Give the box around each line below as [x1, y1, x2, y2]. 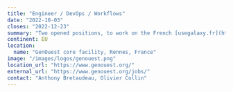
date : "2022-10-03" [7, 17, 64, 24]
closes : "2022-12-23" [7, 23, 70, 30]
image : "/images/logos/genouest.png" [7, 55, 116, 62]
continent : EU [7, 36, 49, 43]
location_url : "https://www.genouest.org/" [7, 62, 135, 68]
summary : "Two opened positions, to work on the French [7, 29, 172, 37]
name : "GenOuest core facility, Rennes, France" [13, 49, 157, 56]
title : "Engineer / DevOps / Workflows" [7, 10, 126, 17]
